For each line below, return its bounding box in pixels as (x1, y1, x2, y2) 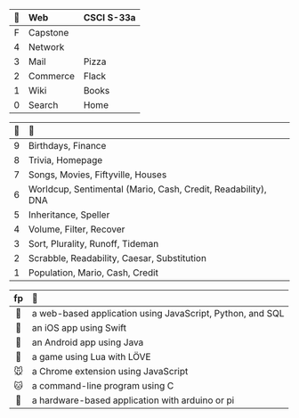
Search (28, 99, 59, 111)
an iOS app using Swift (31, 322, 127, 333)
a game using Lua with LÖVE (31, 351, 151, 363)
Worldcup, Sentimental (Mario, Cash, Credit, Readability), (28, 183, 267, 195)
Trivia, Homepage (28, 154, 103, 166)
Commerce (28, 70, 76, 82)
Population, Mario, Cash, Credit (28, 266, 158, 279)
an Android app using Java (31, 336, 144, 348)
